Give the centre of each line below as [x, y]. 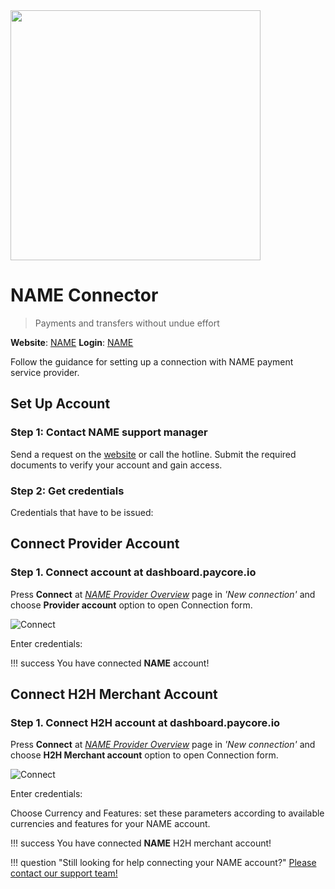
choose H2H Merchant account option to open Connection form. [144, 755]
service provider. [45, 372]
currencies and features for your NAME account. [110, 824]
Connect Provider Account [95, 544]
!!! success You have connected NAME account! [110, 663]
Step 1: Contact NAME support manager [109, 432]
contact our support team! [64, 873]
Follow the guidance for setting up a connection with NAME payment [152, 361]
